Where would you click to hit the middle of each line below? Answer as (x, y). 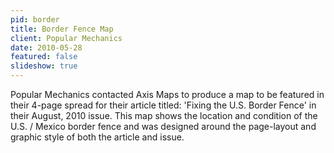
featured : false (44, 57)
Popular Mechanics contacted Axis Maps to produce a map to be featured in (167, 94)
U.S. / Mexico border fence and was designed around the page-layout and (163, 126)
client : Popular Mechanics (66, 38)
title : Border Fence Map (62, 29)
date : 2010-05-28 (46, 47)
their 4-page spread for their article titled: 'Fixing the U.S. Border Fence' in (163, 105)
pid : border (35, 19)
